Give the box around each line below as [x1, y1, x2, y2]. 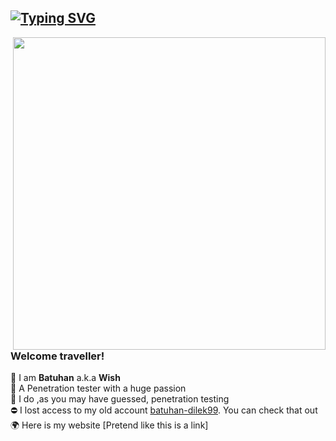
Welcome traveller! [10, 349, 105, 363]
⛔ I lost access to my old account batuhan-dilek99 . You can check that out [10, 404, 318, 416]
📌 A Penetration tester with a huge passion [10, 382, 187, 395]
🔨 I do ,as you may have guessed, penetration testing [10, 393, 230, 405]
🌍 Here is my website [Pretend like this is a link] [10, 419, 209, 431]
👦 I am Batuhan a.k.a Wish [10, 372, 121, 384]
